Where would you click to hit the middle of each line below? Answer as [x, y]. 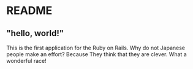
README [29, 11]
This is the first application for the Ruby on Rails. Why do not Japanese [96, 48]
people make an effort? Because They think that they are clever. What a [96, 54]
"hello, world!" [35, 33]
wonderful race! [27, 61]
